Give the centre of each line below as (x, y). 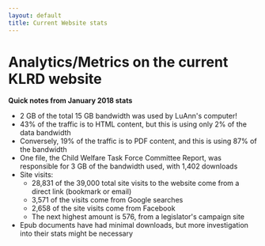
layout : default (35, 15)
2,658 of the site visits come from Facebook (103, 208)
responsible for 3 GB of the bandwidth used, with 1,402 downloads (129, 166)
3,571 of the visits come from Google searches (107, 200)
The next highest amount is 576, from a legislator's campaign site (138, 217)
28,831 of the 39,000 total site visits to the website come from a (135, 184)
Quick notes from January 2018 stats (70, 100)
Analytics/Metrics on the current (118, 62)
